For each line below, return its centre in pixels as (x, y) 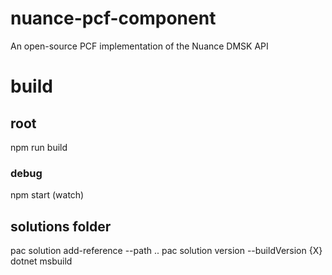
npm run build (39, 147)
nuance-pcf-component (113, 18)
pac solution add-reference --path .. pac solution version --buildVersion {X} (166, 251)
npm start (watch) (47, 195)
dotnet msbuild (41, 261)
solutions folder (61, 226)
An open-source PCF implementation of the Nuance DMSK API (139, 46)
